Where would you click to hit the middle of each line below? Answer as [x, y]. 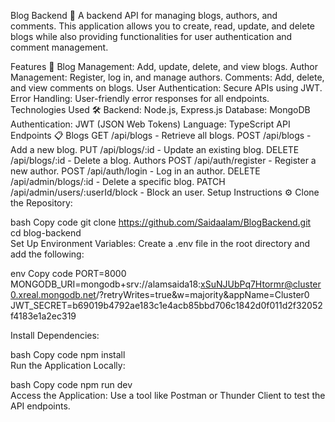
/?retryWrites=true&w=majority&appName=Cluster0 [202, 294]
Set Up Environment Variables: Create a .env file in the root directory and [160, 243]
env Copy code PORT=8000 [68, 273]
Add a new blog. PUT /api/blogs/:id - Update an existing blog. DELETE [155, 149]
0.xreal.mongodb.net [53, 294]
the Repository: [41, 203]
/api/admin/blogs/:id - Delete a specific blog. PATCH [118, 181]
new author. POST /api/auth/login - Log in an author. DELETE [135, 171]
